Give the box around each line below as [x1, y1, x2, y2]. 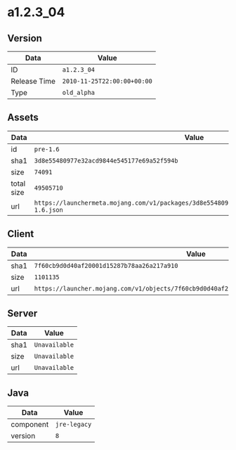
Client [7, 228, 34, 240]
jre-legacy [55, 420, 92, 429]
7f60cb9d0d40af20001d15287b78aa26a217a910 [34, 262, 178, 269]
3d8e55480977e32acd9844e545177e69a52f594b [34, 156, 178, 165]
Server [7, 307, 38, 320]
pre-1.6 [34, 145, 60, 153]
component [11, 420, 49, 430]
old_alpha [62, 89, 96, 96]
